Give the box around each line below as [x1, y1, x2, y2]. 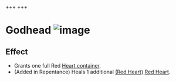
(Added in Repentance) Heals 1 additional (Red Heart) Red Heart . [13, 68, 171, 75]
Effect [5, 47, 28, 57]
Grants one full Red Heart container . [13, 62, 101, 69]
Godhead [5, 24, 52, 37]
